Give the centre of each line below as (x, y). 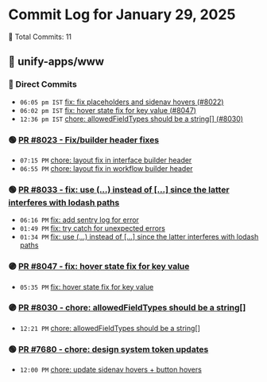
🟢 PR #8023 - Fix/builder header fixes (84, 139)
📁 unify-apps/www (56, 62)
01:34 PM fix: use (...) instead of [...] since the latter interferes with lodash (139, 237)
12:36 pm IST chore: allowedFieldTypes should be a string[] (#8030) (132, 119)
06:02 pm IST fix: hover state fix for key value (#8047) (108, 110)
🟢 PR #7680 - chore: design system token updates (108, 349)
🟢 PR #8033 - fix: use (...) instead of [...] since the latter (119, 189)
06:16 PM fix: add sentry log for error (79, 220)
